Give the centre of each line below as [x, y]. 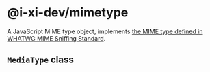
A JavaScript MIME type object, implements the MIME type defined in [105, 31]
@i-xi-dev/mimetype [68, 13]
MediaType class [40, 60]
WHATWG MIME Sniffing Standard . [56, 38]
